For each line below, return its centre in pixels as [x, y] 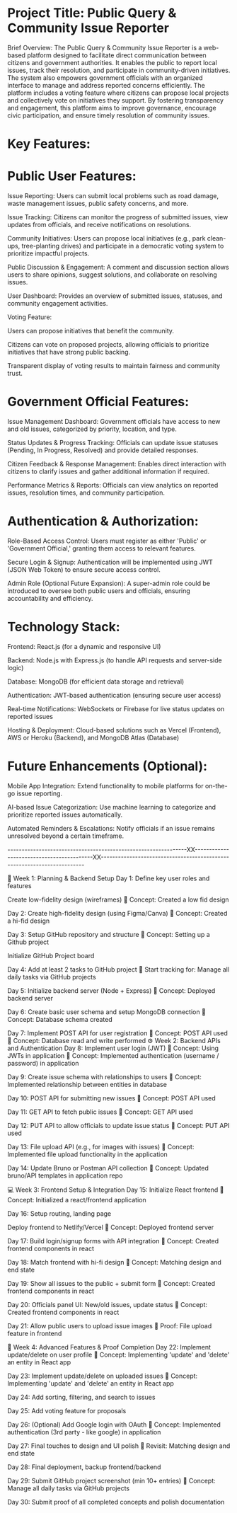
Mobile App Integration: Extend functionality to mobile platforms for [105, 786]
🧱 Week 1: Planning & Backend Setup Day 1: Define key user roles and [109, 878]
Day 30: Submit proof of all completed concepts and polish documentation [116, 1502]
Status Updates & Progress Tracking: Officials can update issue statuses [113, 443]
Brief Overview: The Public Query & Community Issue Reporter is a [105, 47]
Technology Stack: [64, 627]
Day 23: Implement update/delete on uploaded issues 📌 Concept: [103, 1376]
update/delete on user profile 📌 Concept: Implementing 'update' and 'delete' [118, 1354]
